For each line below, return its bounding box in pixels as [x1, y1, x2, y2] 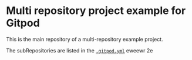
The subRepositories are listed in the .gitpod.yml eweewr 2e [6, 47, 153, 54]
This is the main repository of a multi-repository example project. [6, 36, 163, 43]
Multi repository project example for [6, 4, 186, 17]
